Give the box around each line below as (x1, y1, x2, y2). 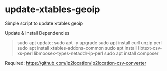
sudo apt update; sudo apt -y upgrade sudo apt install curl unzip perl (17, 39, 162, 46)
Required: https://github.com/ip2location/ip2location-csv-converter (5, 60, 146, 66)
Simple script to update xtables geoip (5, 20, 83, 26)
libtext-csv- (137, 45, 162, 51)
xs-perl (17, 50, 33, 56)
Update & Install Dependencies (5, 30, 70, 36)
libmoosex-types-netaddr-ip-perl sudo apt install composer (33, 50, 159, 56)
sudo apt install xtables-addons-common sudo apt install (17, 45, 137, 51)
